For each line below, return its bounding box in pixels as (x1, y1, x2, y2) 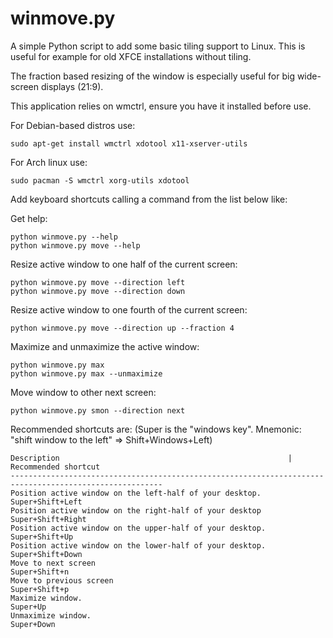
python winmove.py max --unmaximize (10, 368, 163, 379)
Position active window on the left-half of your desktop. (10, 488, 262, 498)
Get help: (10, 212, 48, 224)
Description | (10, 453, 293, 463)
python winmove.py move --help (10, 240, 141, 251)
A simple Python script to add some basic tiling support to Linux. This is (10, 40, 306, 52)
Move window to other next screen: (10, 386, 157, 398)
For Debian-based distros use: (10, 119, 136, 131)
